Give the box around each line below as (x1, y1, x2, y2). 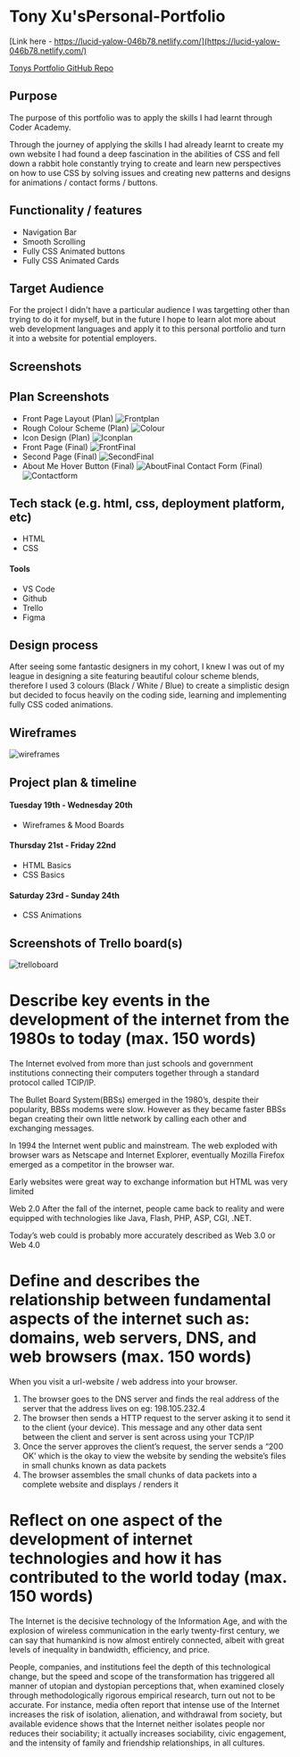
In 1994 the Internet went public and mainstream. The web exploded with (9, 1140, 279, 1150)
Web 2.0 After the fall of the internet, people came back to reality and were (9, 1203, 285, 1214)
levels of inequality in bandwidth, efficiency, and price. (9, 1644, 211, 1654)
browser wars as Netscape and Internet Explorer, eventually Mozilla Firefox (9, 1150, 286, 1160)
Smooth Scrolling (21, 236, 87, 247)
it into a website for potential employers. (9, 333, 157, 344)
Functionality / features (9, 203, 143, 218)
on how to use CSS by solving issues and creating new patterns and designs (9, 167, 291, 178)
